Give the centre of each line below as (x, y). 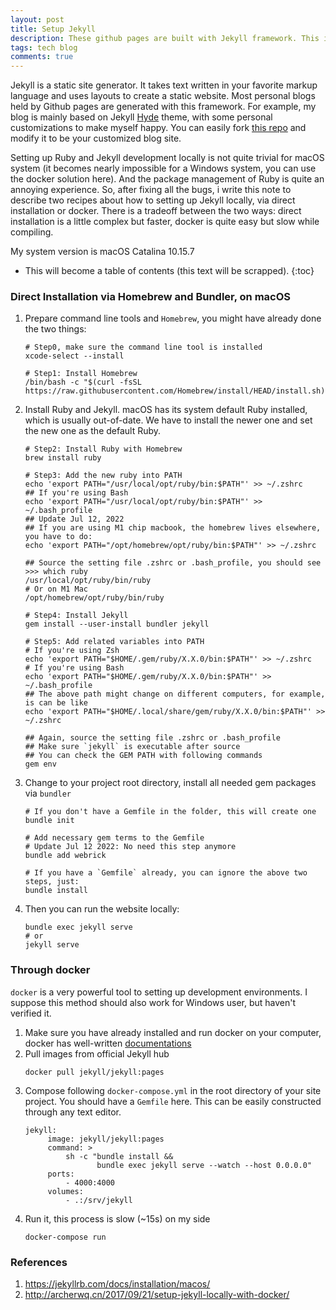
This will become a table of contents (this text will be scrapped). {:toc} (169, 271)
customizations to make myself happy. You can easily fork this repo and (158, 128)
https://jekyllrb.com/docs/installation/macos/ (117, 1284)
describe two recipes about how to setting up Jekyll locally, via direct (153, 200)
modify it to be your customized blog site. (96, 138)
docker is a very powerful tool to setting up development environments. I (159, 992)
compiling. (32, 232)
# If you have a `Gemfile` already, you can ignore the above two (166, 873)
